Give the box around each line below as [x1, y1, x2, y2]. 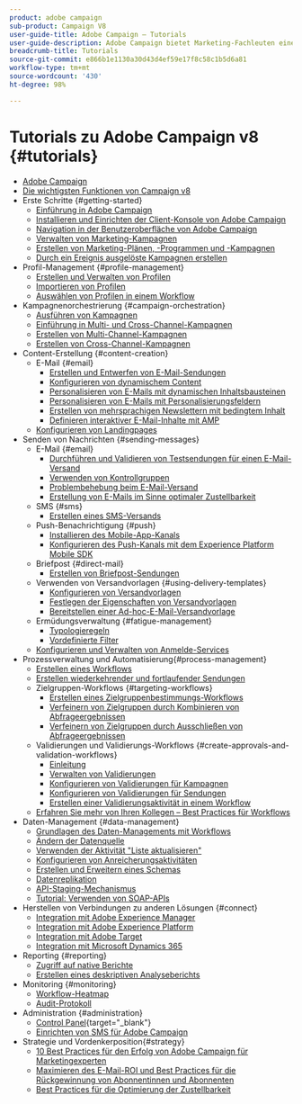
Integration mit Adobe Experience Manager [35, 911, 196, 922]
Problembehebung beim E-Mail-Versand [49, 481, 199, 492]
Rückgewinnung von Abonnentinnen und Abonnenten [35, 1074, 235, 1085]
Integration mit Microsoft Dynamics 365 [35, 940, 182, 951]
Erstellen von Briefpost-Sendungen [49, 568, 180, 579]
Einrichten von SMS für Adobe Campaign [35, 1027, 189, 1037]
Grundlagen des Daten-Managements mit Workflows [35, 825, 232, 837]
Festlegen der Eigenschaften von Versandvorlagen [49, 596, 237, 607]
